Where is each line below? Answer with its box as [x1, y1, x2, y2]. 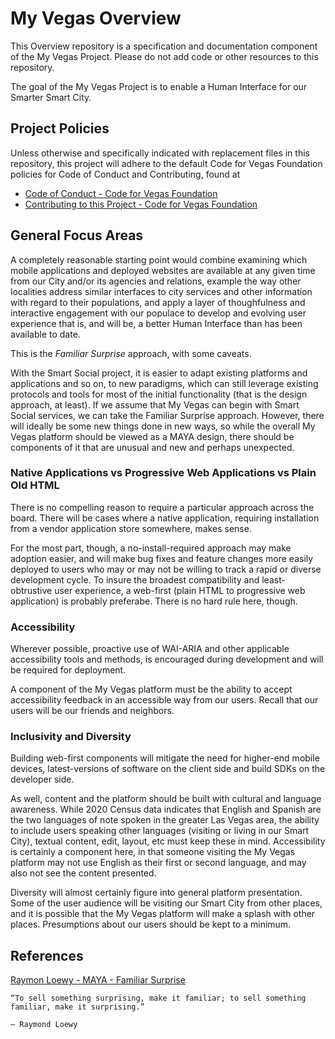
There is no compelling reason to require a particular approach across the [10, 501, 315, 513]
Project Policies [10, 120, 110, 137]
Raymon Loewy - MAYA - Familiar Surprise [10, 974, 186, 986]
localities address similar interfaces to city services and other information [10, 285, 313, 297]
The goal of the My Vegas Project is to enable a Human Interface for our [10, 80, 308, 92]
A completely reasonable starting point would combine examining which [10, 253, 308, 266]
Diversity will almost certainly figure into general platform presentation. [10, 887, 303, 899]
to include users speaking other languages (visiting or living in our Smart [10, 825, 310, 837]
